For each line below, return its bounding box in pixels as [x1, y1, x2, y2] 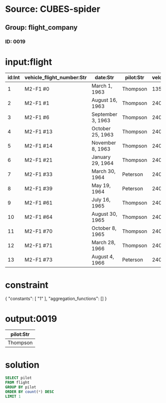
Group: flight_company [5, 23, 78, 32]
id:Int [7, 74, 20, 81]
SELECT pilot [5, 375, 32, 381]
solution [5, 359, 40, 370]
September [91, 111, 118, 118]
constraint [5, 279, 48, 291]
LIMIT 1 [5, 394, 21, 399]
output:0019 [5, 313, 57, 324]
